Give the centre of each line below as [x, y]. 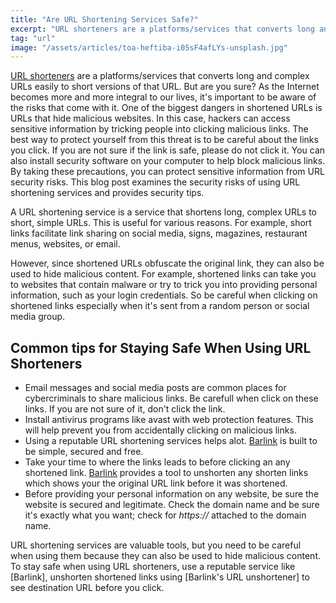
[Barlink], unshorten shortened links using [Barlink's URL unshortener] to [160, 577]
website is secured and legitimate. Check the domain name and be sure [172, 505]
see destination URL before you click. [87, 588]
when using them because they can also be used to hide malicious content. [165, 556]
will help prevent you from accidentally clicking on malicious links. [160, 430]
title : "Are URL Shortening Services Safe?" [104, 19]
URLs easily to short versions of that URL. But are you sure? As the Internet [165, 87]
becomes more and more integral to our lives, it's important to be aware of [163, 97]
